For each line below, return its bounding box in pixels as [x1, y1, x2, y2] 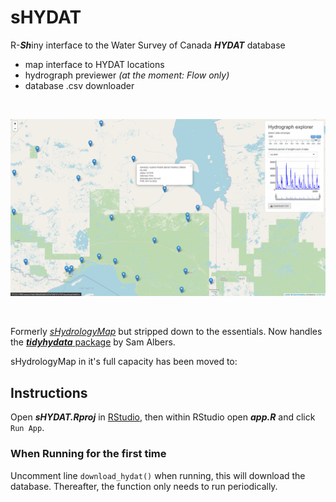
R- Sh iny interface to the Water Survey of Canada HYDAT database [10, 39, 286, 51]
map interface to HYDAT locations [24, 58, 165, 70]
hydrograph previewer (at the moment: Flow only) [24, 69, 230, 81]
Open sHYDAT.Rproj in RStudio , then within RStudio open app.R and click [10, 411, 316, 423]
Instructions [10, 384, 88, 401]
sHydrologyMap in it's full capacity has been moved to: [10, 356, 238, 368]
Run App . [10, 422, 45, 434]
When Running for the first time [10, 447, 167, 461]
